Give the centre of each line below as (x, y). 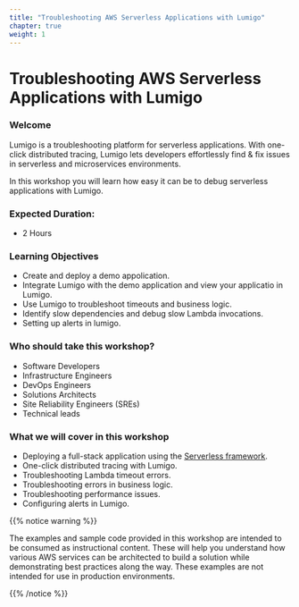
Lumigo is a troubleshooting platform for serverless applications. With (137, 145)
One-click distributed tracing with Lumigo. (100, 466)
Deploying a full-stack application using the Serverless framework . (145, 456)
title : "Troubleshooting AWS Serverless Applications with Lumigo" (137, 17)
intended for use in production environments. (92, 577)
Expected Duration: (52, 214)
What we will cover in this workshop (89, 436)
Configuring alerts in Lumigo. (75, 504)
